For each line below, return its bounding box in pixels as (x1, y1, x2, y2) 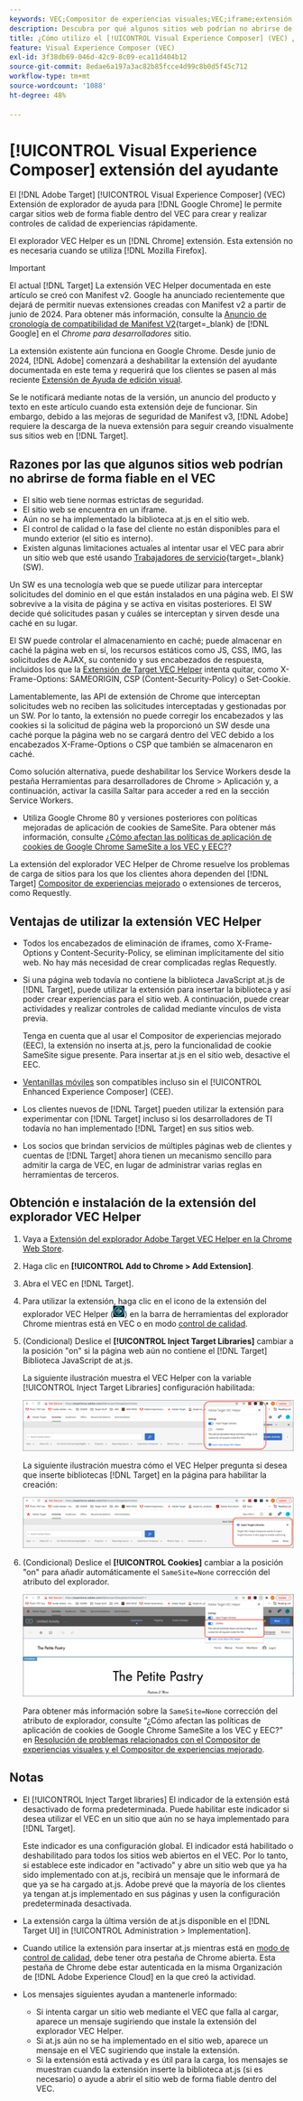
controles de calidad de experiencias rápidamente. (9, 218, 198, 229)
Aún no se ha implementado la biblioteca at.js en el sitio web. (22, 514, 250, 525)
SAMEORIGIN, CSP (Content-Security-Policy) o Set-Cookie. (69, 674, 291, 685)
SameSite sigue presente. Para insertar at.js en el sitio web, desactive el (22, 1050, 290, 1060)
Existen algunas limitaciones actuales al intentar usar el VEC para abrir (22, 543, 285, 554)
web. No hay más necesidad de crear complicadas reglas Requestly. (22, 957, 277, 968)
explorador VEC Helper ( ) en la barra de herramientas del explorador (22, 1308, 289, 1319)
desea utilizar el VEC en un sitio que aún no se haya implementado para (22, 1813, 290, 1824)
